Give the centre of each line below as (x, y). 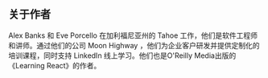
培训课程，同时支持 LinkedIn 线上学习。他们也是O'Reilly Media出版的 (122, 55)
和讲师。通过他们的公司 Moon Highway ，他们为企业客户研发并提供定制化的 (134, 45)
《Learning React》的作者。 (55, 65)
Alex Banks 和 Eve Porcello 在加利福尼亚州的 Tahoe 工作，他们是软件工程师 (133, 35)
